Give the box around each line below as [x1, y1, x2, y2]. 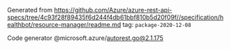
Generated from [7, 6, 53, 14]
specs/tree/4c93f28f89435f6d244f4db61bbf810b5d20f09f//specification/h [7, 13, 224, 21]
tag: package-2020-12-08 [122, 21, 191, 28]
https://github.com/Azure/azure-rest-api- [54, 6, 172, 14]
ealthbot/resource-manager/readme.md [7, 21, 121, 28]
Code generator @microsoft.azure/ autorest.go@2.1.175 [7, 34, 164, 42]
